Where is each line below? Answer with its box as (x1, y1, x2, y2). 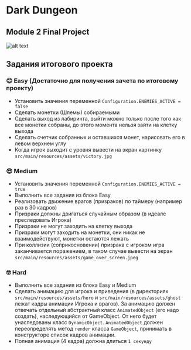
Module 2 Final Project (6, 27, 90, 37)
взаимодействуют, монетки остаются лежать (14, 235, 129, 242)
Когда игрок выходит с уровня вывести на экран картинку (14, 146, 162, 153)
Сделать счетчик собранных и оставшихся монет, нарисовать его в (14, 133, 185, 140)
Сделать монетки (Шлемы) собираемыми (14, 109, 120, 116)
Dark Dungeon (6, 4, 78, 17)
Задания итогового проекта (6, 59, 113, 69)
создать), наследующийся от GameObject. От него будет (14, 313, 157, 320)
